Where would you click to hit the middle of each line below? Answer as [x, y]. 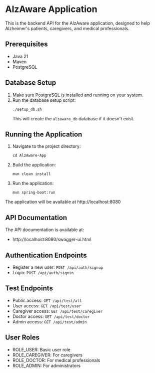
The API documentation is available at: [44, 230]
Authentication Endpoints [46, 255]
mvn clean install [31, 174]
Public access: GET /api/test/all [47, 300]
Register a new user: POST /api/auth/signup [58, 267]
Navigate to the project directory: [46, 146]
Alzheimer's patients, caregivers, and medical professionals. [67, 28]
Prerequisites [26, 44]
